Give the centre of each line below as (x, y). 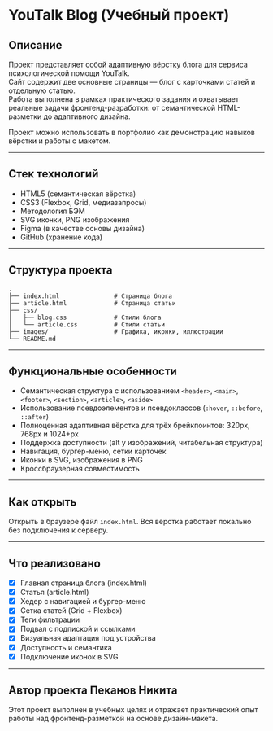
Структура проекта (61, 270)
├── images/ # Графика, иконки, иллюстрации (116, 331)
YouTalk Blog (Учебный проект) (119, 15)
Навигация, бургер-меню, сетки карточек (93, 451)
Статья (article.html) (54, 593)
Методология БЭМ (52, 211)
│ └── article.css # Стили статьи (87, 324)
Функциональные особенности (93, 372)
